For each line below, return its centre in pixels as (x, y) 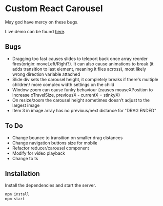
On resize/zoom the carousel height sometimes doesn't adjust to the (81, 100)
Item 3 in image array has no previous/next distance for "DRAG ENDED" (84, 110)
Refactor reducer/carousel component (51, 148)
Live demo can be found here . (35, 31)
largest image (26, 105)
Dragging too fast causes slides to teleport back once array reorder (80, 59)
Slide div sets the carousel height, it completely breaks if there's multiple (85, 79)
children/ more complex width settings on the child (63, 84)
